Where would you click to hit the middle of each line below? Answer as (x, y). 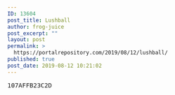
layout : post (26, 40)
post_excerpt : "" (33, 33)
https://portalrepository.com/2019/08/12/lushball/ (91, 53)
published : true (31, 59)
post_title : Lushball (39, 20)
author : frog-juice (36, 27)
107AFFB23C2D (30, 85)
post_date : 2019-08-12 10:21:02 (54, 66)
